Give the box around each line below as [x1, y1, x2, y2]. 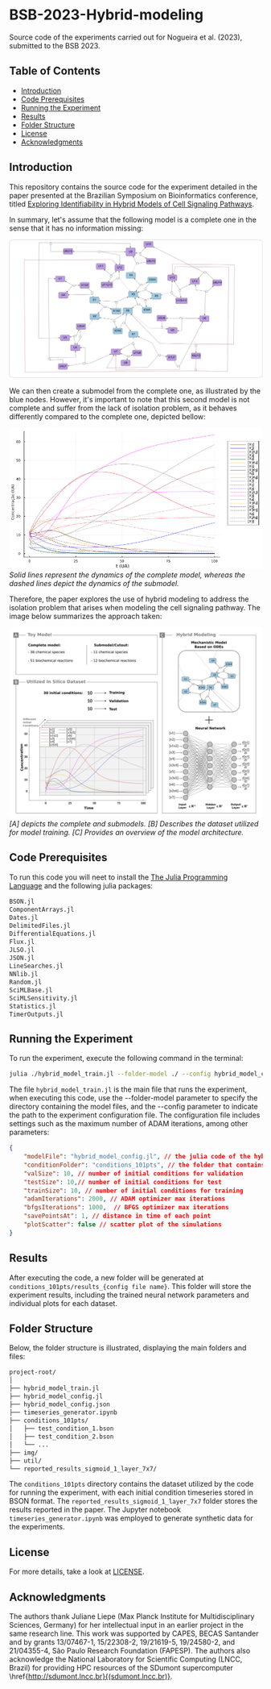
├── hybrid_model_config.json [9, 1400, 111, 1408]
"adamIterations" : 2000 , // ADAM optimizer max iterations [23, 1195, 226, 1203]
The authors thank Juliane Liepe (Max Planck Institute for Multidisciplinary [9, 1612, 255, 1621]
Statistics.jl [9, 1002, 57, 1010]
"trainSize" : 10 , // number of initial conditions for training [23, 1187, 244, 1195]
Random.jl [9, 978, 43, 986]
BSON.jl [9, 897, 35, 905]
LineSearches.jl [9, 962, 64, 970]
